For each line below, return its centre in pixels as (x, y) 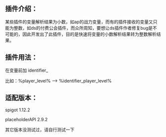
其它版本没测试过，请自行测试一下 (40, 130)
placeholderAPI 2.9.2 (26, 120)
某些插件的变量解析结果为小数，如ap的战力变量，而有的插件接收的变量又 (79, 22)
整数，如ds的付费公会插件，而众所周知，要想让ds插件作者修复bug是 (83, 28)
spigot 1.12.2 (18, 110)
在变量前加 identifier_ (27, 70)
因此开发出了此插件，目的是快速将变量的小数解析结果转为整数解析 (89, 34)
